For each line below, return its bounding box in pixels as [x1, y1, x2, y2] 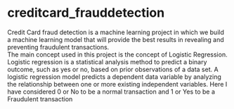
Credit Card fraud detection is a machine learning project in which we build [7, 28, 225, 36]
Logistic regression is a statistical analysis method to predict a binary [7, 57, 207, 66]
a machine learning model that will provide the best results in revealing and [7, 35, 225, 43]
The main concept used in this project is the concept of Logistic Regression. [7, 50, 228, 59]
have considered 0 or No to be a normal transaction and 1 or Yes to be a [7, 87, 216, 96]
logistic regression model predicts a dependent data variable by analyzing [7, 72, 221, 81]
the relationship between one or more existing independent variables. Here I [7, 80, 228, 88]
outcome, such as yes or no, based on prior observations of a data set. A [7, 65, 219, 73]
